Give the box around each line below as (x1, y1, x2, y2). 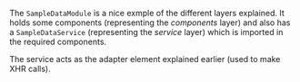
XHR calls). (9, 63, 52, 74)
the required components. (9, 36, 107, 47)
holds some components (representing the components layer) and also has (9, 17, 291, 28)
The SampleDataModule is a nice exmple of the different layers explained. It (9, 8, 285, 18)
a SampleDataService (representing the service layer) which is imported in (9, 27, 284, 37)
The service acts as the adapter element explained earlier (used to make (9, 54, 281, 64)
